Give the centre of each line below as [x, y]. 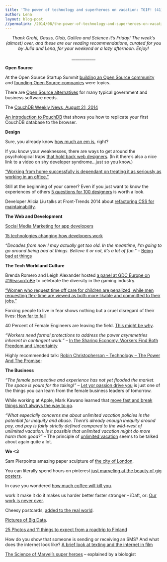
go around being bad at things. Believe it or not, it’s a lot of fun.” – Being [79, 251]
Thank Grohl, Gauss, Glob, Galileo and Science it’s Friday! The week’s [83, 38]
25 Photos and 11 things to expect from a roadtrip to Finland [66, 530]
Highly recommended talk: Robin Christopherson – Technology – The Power [83, 356]
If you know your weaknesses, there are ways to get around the [70, 151]
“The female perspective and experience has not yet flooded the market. [80, 380]
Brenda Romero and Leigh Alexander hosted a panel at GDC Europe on [78, 275]
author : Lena [19, 14]
